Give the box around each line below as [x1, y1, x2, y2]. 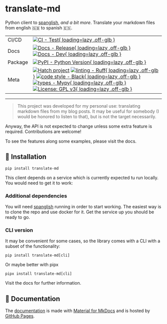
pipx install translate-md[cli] [5, 271, 72, 277]
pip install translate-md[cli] [5, 253, 70, 258]
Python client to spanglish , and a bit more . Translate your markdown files [5, 19, 155, 25]
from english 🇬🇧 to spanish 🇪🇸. [5, 24, 73, 30]
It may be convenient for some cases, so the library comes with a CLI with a [5, 238, 161, 244]
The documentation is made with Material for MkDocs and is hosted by [5, 308, 150, 314]
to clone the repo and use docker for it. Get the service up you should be [5, 209, 154, 215]
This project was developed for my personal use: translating [17, 103, 141, 109]
